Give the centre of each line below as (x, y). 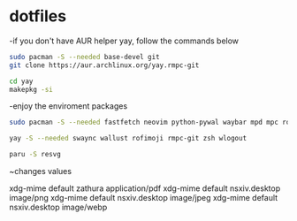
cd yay (21, 81)
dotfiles (38, 16)
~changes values (41, 171)
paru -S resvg (35, 155)
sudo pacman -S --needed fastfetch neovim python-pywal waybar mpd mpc (144, 122)
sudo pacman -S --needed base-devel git (85, 57)
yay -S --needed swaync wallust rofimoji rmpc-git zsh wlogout (128, 139)
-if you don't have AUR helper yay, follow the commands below (124, 41)
